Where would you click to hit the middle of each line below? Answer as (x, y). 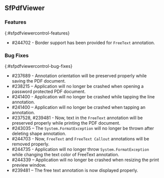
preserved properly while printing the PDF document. (66, 123)
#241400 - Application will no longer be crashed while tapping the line (83, 96)
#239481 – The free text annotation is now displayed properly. (75, 170)
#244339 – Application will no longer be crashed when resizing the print (85, 160)
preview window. (29, 165)
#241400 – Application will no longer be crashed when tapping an (79, 107)
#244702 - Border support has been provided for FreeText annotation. (83, 43)
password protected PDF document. (49, 91)
